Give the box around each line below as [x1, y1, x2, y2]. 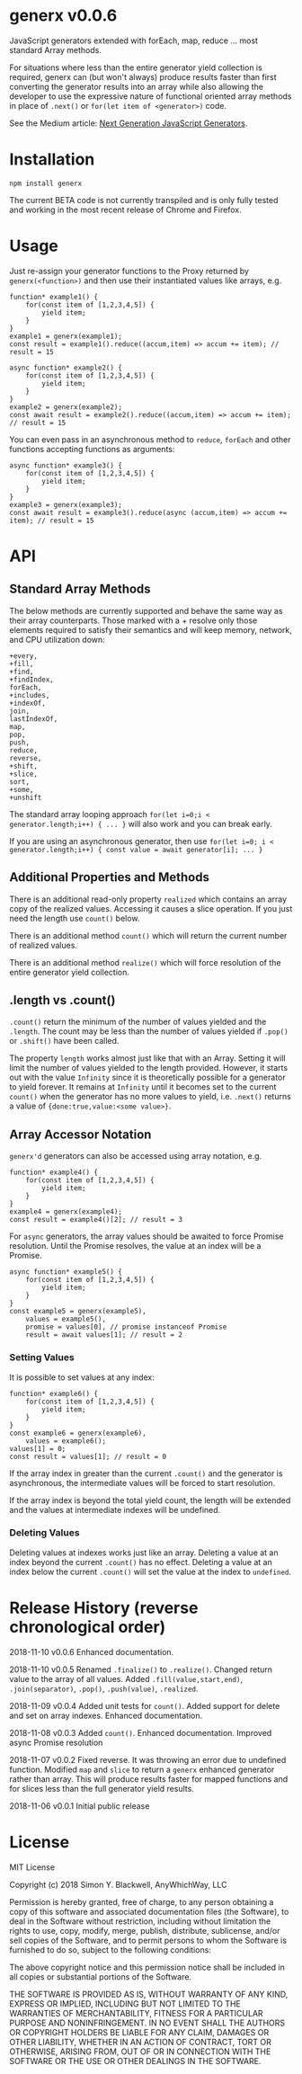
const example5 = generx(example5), [9, 1307, 147, 1316]
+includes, [9, 690, 50, 699]
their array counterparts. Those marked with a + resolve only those [9, 615, 258, 626]
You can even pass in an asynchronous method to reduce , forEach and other [9, 433, 291, 445]
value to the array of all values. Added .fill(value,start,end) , [9, 1673, 244, 1684]
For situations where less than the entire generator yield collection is [9, 62, 262, 73]
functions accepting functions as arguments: [9, 443, 175, 454]
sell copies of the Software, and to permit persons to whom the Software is [9, 1935, 288, 1945]
